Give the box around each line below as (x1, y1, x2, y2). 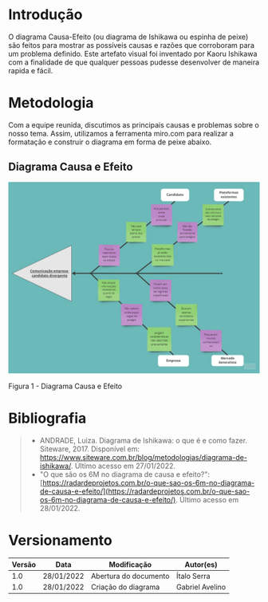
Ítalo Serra (176, 572, 211, 581)
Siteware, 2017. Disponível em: (39, 444, 140, 454)
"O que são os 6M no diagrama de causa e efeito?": (39, 469, 210, 479)
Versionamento (8, 531, 113, 549)
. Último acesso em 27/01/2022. (70, 461, 176, 470)
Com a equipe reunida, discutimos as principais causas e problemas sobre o (8, 120, 259, 129)
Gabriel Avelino (176, 582, 226, 592)
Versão (11, 560, 37, 569)
